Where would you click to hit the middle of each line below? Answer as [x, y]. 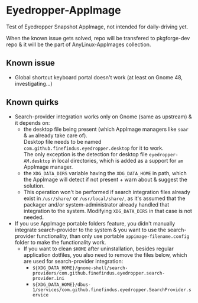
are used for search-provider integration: [73, 261]
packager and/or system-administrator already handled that [96, 204]
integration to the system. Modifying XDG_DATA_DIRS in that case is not [108, 211]
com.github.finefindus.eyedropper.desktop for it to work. [93, 148]
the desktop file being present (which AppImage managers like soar [106, 129]
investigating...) [33, 83]
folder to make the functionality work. [60, 242]
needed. [34, 217]
